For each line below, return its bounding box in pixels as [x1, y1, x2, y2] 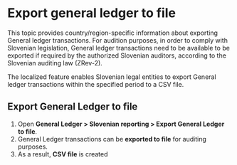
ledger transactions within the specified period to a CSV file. [7, 80, 184, 88]
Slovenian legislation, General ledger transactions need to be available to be [7, 43, 230, 52]
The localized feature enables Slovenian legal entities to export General [7, 73, 216, 81]
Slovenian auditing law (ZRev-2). [7, 58, 103, 67]
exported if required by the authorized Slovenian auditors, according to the [7, 51, 226, 60]
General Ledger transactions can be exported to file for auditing [17, 134, 206, 143]
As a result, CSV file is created [17, 149, 108, 158]
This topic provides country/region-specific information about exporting [7, 28, 218, 37]
